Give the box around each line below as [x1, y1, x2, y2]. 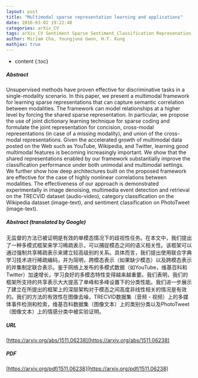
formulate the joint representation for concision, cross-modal [6, 123, 154, 130]
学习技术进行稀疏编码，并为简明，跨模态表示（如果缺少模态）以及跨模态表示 [6, 256, 192, 263]
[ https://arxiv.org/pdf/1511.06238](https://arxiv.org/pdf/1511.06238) [6, 365, 169, 372]
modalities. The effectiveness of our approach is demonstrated [6, 180, 159, 187]
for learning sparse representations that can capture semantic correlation [6, 98, 184, 106]
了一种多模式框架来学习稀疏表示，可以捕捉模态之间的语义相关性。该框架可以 [6, 241, 192, 248]
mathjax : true [6, 42, 41, 48]
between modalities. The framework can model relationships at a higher [6, 104, 181, 112]
